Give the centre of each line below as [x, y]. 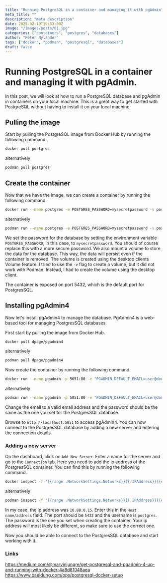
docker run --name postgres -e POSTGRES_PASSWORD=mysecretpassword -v [80, 209]
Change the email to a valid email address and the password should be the [82, 407]
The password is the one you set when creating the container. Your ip [76, 521]
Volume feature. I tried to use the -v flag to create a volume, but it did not [80, 264]
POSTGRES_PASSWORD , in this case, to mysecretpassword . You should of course [82, 243]
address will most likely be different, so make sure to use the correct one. [80, 526]
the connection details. [29, 433]
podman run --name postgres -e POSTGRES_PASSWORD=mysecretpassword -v [80, 228]
